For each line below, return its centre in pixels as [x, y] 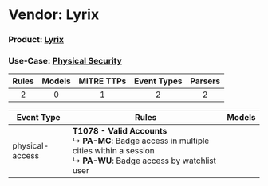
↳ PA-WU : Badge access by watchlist [144, 161]
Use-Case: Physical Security [65, 61]
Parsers [205, 81]
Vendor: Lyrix [54, 15]
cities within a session [114, 151]
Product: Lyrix [36, 40]
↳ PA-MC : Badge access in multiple [141, 141]
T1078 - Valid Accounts [120, 131]
